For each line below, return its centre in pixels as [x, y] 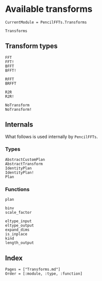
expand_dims [17, 230]
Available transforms [49, 9]
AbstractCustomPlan [25, 159]
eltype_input [18, 221]
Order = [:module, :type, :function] [44, 274]
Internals [19, 125]
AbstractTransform [24, 164]
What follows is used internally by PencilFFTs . [51, 137]
